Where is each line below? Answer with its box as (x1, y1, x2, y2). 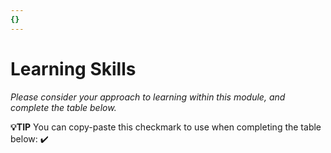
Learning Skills (10, 57, 137, 80)
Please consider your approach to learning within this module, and (10, 91, 286, 103)
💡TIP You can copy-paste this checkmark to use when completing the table (10, 121, 322, 133)
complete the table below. (10, 101, 117, 113)
